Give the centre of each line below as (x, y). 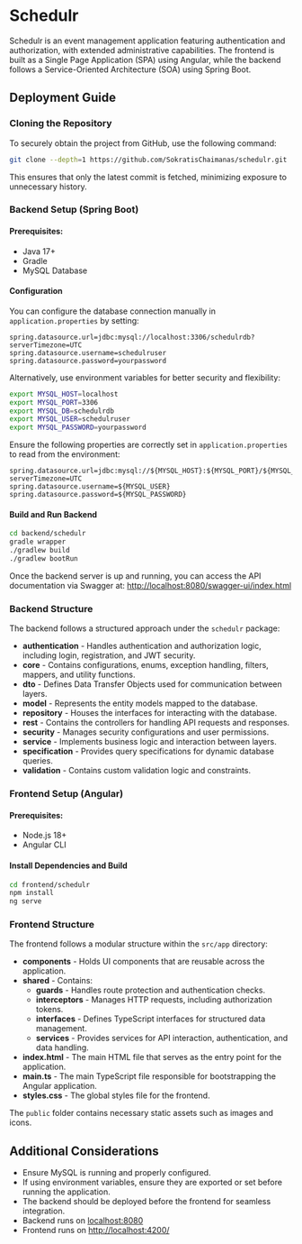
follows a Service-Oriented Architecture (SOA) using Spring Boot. (130, 69)
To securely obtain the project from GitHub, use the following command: (143, 143)
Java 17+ (39, 251)
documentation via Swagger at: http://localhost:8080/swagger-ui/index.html (151, 585)
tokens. (49, 1010)
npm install (31, 893)
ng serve (26, 901)
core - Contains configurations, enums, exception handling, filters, (146, 665)
